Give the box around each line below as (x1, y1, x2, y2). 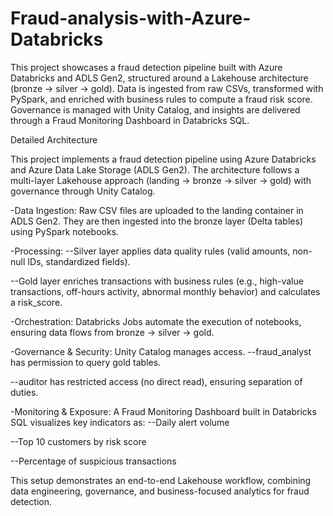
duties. (10, 386, 39, 398)
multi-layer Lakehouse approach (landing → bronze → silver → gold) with (10, 174, 312, 186)
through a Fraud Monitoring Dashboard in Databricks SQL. (10, 114, 250, 126)
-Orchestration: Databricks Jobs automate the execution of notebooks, (10, 315, 302, 327)
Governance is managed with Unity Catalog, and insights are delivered (10, 103, 301, 116)
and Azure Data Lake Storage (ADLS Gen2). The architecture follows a (10, 163, 300, 176)
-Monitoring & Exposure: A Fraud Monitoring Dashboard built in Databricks (10, 405, 317, 417)
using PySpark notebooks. (10, 225, 120, 237)
